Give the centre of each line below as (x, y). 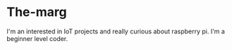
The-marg (37, 12)
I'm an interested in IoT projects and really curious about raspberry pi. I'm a (116, 31)
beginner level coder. (37, 38)
